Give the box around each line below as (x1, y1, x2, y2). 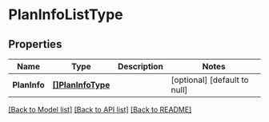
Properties (8, 37, 62, 51)
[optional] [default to (171, 74, 250, 85)
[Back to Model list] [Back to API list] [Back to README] (8, 105, 192, 114)
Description (117, 61, 164, 72)
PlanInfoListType (8, 6, 123, 24)
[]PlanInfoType (52, 80, 110, 90)
